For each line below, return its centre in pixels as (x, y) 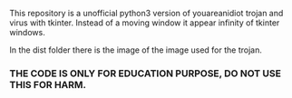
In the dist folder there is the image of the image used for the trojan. (136, 50)
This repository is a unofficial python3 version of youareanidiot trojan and (146, 13)
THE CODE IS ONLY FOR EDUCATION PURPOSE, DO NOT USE (145, 73)
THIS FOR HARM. (48, 84)
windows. (27, 32)
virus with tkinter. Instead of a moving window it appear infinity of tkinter (145, 23)
